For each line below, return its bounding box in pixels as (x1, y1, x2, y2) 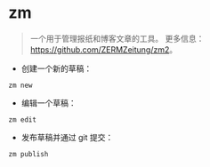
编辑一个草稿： (20, 97, 77, 108)
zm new (8, 81, 33, 90)
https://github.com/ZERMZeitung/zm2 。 (29, 44, 178, 55)
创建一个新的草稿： (20, 63, 93, 74)
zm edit (8, 115, 37, 124)
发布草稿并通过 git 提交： (20, 131, 114, 142)
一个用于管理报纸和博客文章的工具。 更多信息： (29, 33, 205, 44)
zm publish (8, 149, 49, 158)
